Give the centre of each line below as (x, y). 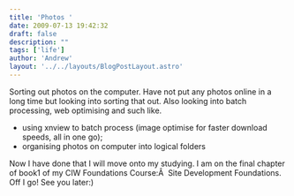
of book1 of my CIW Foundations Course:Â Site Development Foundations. (146, 172)
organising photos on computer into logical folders (113, 146)
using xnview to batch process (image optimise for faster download (144, 127)
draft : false (33, 34)
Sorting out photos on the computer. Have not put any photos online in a (140, 91)
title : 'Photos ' (41, 17)
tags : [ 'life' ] (37, 50)
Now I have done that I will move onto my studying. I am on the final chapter (147, 163)
